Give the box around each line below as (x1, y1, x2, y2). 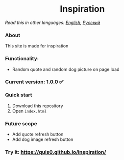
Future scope (5, 120, 38, 127)
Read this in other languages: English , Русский (5, 20, 100, 25)
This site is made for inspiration (5, 43, 69, 49)
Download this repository (12, 103, 63, 109)
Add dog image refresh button (12, 137, 74, 142)
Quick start (5, 91, 33, 98)
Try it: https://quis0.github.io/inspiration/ (5, 148, 106, 155)
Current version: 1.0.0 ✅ (5, 78, 64, 85)
